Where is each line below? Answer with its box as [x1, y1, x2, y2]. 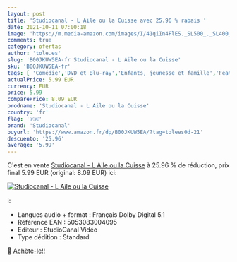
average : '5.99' [7, 142, 55, 149]
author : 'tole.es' [7, 50, 61, 57]
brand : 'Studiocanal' [7, 121, 71, 129]
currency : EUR [7, 83, 49, 90]
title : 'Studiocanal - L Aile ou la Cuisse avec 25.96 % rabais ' [7, 17, 207, 24]
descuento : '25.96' [7, 135, 65, 142]
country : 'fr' [7, 109, 49, 116]
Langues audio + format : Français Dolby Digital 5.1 [17, 210, 165, 219]
